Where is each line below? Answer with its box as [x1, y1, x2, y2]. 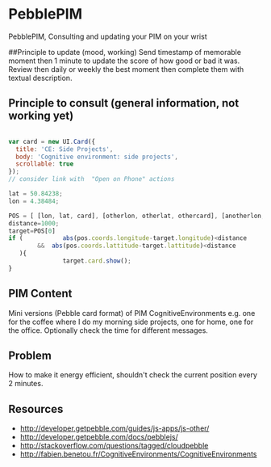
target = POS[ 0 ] [8, 227, 56, 235]
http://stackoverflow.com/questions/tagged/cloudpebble [19, 441, 209, 451]
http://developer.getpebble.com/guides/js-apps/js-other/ [19, 423, 210, 433]
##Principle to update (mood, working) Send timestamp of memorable [8, 47, 242, 57]
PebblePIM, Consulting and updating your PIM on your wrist [8, 32, 207, 41]
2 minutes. [8, 379, 44, 389]
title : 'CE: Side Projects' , [15, 145, 114, 154]
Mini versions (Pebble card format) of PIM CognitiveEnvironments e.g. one [8, 308, 256, 318]
